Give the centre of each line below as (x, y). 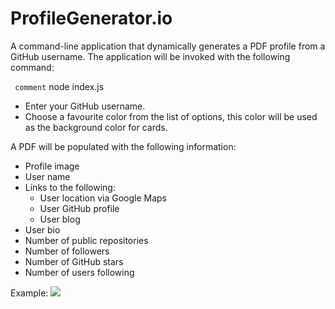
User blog (60, 219)
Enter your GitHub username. (85, 106)
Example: (29, 293)
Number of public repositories (86, 240)
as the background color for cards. (96, 127)
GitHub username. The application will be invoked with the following (150, 56)
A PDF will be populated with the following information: (123, 146)
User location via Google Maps (103, 198)
